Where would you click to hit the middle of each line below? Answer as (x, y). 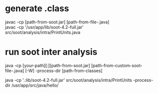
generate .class (37, 9)
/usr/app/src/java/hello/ (35, 85)
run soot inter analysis (51, 52)
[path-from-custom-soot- (117, 65)
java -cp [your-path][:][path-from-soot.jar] (48, 65)
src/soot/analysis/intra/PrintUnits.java (43, 32)
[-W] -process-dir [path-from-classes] (64, 71)
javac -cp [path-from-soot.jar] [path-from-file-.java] (57, 22)
